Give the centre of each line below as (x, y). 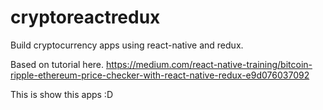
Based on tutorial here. (57, 64)
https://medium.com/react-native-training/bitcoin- (209, 64)
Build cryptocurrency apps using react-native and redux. (127, 45)
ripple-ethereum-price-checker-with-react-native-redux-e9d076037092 (160, 75)
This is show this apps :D (62, 94)
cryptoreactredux (85, 17)
